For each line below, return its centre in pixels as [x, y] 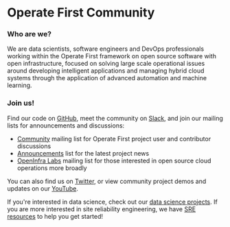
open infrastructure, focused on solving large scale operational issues [106, 64]
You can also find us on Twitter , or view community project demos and [107, 181]
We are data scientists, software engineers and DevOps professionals [106, 49]
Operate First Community [81, 13]
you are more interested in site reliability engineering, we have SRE [102, 209]
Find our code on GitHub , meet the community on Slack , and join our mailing [115, 118]
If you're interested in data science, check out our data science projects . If [112, 202]
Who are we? [30, 34]
